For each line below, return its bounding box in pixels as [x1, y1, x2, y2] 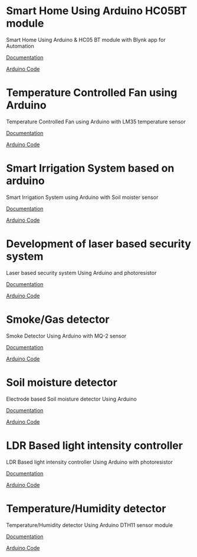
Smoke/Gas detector [6, 313, 110, 326]
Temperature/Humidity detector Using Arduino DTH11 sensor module [6, 521, 173, 529]
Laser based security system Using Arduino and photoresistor [6, 269, 157, 276]
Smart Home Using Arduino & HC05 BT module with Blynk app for [6, 36, 166, 43]
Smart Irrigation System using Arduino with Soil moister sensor [6, 194, 159, 201]
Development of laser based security [6, 237, 192, 250]
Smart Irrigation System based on [6, 162, 175, 175]
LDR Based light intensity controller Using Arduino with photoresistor [6, 458, 173, 466]
